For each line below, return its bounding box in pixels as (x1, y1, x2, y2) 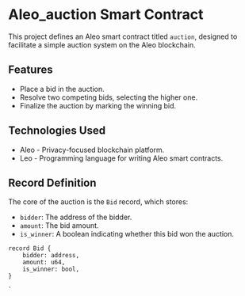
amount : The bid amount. (19, 221, 99, 230)
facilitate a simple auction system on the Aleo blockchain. (8, 40, 196, 49)
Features (8, 63, 53, 77)
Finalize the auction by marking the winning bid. (19, 101, 177, 110)
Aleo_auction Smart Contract (8, 6, 204, 24)
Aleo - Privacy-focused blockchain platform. (19, 145, 165, 154)
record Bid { (8, 245, 52, 252)
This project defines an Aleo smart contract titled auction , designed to (8, 32, 238, 41)
